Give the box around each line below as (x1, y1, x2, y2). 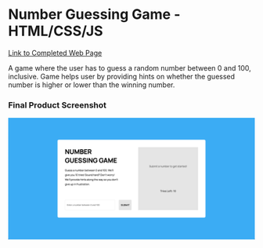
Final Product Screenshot (8, 100, 107, 111)
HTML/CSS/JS (8, 22, 103, 40)
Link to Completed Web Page (8, 48, 103, 57)
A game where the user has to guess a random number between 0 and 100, (8, 63, 252, 72)
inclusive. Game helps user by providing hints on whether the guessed (8, 71, 236, 81)
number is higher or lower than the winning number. (8, 80, 175, 89)
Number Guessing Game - (8, 5, 181, 24)
